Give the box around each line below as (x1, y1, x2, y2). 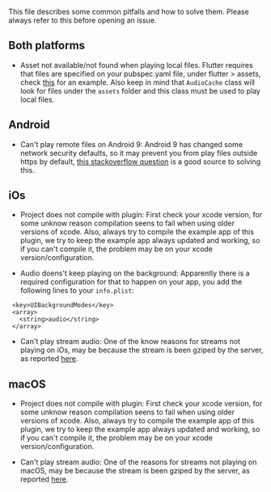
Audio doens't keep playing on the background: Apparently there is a (19, 268, 250, 278)
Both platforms (8, 39, 86, 53)
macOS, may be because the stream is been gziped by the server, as (19, 466, 251, 476)
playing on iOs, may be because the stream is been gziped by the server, (19, 345, 264, 355)
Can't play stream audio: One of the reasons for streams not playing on (19, 457, 257, 467)
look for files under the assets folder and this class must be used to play (19, 86, 261, 95)
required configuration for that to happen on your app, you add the (19, 277, 243, 287)
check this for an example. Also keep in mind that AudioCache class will (19, 77, 255, 87)
